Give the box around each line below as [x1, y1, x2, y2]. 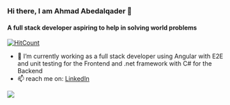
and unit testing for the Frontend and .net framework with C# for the [17, 59, 212, 68]
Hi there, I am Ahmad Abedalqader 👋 [7, 6, 132, 16]
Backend [17, 67, 43, 75]
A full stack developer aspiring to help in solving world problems [7, 23, 197, 32]
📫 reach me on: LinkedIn [17, 75, 90, 83]
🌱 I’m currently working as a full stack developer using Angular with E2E [17, 52, 224, 61]
